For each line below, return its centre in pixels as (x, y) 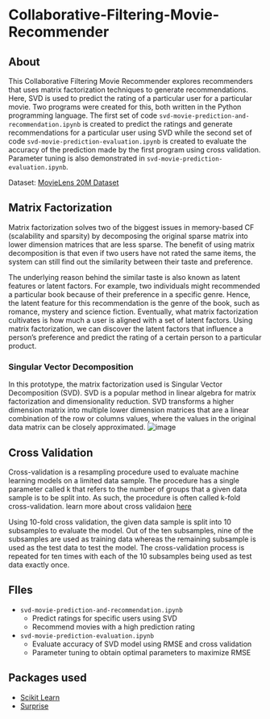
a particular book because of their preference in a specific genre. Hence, (130, 294)
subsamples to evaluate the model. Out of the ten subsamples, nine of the (131, 530)
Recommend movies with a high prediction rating (113, 626)
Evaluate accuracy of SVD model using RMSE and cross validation (142, 644)
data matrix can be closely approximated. (77, 427)
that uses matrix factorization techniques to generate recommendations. (128, 90)
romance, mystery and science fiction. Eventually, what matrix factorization (133, 311)
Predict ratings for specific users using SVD (104, 618)
